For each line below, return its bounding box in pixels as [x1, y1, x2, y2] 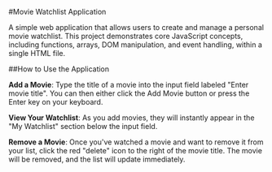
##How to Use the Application [8, 64, 110, 74]
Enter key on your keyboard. [8, 97, 103, 106]
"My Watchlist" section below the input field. [8, 122, 158, 131]
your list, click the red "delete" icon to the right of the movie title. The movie [8, 146, 263, 155]
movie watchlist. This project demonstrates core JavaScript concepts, [8, 32, 243, 41]
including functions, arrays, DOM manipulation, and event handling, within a [8, 40, 263, 49]
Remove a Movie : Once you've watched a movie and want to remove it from [8, 137, 264, 147]
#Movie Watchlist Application [8, 7, 107, 16]
